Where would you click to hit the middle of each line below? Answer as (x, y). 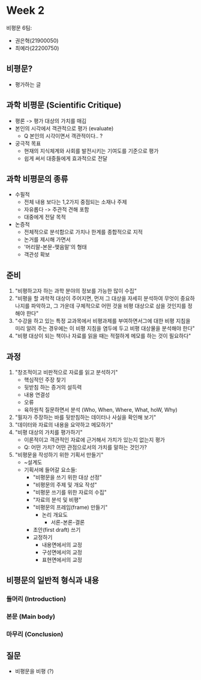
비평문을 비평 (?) (34, 671)
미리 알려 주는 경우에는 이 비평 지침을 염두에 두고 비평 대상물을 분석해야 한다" (105, 328)
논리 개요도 (55, 515)
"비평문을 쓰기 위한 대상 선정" (67, 477)
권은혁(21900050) (37, 40)
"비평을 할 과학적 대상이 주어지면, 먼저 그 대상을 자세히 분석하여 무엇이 (97, 298)
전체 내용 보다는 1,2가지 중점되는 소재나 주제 (75, 202)
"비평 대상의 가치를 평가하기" (49, 432)
